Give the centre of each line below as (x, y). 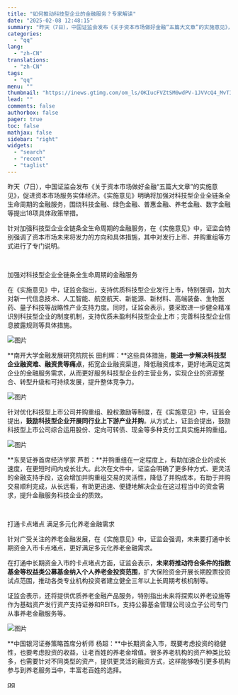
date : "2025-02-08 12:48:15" (50, 21)
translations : (28, 60)
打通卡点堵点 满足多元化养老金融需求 (61, 524)
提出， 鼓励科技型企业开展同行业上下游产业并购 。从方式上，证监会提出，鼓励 (119, 420)
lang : (15, 47)
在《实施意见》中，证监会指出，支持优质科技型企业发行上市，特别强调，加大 (119, 289)
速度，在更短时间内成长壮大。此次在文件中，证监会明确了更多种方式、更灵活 (119, 468)
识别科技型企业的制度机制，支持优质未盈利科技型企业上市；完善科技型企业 (116, 316)
